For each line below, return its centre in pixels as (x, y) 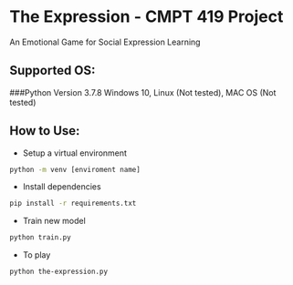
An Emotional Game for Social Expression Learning (105, 42)
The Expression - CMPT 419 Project (146, 17)
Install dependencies (62, 187)
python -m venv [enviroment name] (75, 169)
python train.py (40, 238)
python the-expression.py (58, 272)
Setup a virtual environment (75, 153)
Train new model (54, 221)
